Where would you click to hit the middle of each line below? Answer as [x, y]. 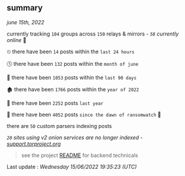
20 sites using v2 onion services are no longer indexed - [75, 137]
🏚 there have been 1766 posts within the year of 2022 [73, 89]
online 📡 [17, 40]
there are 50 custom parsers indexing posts [59, 126]
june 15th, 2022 [26, 22]
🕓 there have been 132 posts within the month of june [72, 63]
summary [25, 8]
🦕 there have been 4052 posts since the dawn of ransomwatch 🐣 [84, 114]
